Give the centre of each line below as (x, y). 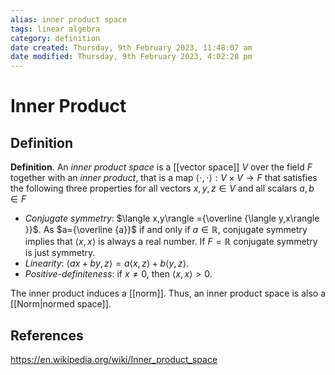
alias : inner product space (69, 19)
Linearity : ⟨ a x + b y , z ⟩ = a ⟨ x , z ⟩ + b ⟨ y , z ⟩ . (107, 263)
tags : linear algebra (55, 29)
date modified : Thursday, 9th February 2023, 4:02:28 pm (131, 57)
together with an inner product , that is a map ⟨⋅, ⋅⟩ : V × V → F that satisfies (164, 178)
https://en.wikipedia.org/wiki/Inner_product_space (114, 359)
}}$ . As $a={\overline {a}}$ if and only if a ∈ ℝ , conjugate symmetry (166, 230)
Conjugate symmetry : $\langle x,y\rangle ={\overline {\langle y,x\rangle (172, 218)
